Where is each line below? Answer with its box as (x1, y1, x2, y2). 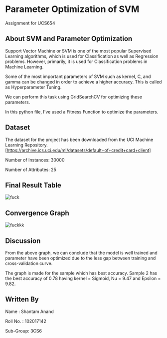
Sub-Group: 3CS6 (5, 327, 42, 333)
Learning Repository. (5, 141, 48, 148)
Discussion (5, 236, 41, 245)
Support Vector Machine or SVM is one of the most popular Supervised (5, 47, 152, 53)
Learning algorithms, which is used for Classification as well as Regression (5, 53, 159, 59)
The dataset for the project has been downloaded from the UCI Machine (5, 136, 154, 142)
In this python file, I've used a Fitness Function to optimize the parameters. (5, 108, 159, 114)
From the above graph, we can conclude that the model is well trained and (5, 250, 158, 255)
